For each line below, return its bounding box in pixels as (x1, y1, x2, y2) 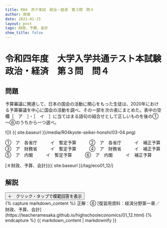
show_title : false (5, 30, 43, 35)
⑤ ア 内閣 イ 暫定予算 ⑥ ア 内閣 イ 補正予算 (5, 152, 152, 158)
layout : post (5, 21, 32, 26)
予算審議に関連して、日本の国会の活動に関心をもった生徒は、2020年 (5, 101, 146, 107)
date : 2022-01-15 (5, 16, 41, 21)
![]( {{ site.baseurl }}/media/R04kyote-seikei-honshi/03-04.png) (5, 129, 136, 135)
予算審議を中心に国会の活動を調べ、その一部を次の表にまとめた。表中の (9, 107, 157, 113)
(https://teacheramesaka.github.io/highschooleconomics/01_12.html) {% (5, 212, 152, 218)
